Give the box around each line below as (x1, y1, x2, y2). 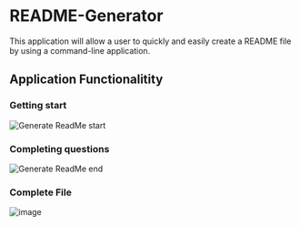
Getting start (9, 99, 67, 112)
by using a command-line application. (9, 45, 151, 56)
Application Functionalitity (9, 72, 164, 87)
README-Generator (9, 5, 164, 26)
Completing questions (9, 142, 110, 155)
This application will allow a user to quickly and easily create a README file (9, 36, 292, 46)
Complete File (9, 186, 73, 199)
